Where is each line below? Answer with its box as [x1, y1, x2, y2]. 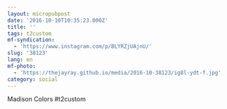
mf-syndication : [7, 37, 55, 44]
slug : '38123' [7, 50, 49, 57]
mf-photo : [7, 63, 37, 70]
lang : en [7, 56, 33, 63]
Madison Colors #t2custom [7, 95, 86, 103]
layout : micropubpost [7, 10, 71, 18]
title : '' [7, 23, 37, 30]
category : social [7, 75, 58, 83]
